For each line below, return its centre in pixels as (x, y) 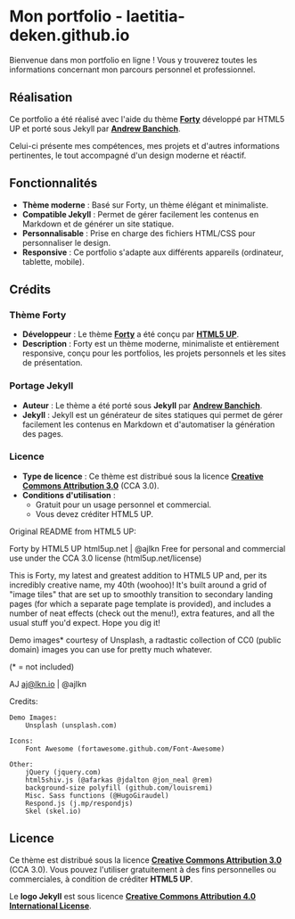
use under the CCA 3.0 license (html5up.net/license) (106, 558)
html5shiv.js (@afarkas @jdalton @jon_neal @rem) (119, 780)
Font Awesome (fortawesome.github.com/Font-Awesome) (125, 749)
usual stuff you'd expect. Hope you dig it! (85, 622)
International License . (50, 906)
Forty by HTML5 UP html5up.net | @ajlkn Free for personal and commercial (147, 548)
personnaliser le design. (66, 242)
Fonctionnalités (53, 183)
